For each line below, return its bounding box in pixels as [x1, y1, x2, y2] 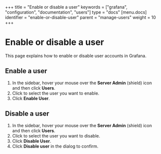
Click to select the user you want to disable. [12, 133, 101, 138]
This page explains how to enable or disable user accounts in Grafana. [5, 53, 147, 58]
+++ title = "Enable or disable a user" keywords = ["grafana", [5, 4, 128, 10]
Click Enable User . [12, 95, 50, 101]
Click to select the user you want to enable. [12, 90, 100, 96]
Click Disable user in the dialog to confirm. [12, 143, 99, 149]
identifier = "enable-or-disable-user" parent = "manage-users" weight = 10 [5, 15, 156, 20]
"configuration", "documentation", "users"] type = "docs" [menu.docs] [5, 9, 147, 15]
